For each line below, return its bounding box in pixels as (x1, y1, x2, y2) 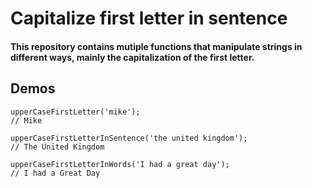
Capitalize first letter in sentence (10, 7, 288, 30)
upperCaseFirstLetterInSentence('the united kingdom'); (10, 133, 248, 143)
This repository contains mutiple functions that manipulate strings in (10, 40, 303, 52)
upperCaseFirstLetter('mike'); (10, 107, 141, 117)
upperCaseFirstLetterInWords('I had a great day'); (10, 159, 230, 169)
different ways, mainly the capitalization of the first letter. (10, 51, 255, 63)
